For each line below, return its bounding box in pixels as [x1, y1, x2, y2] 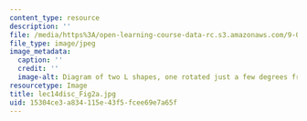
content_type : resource [9, 13, 101, 23]
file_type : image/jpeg [9, 38, 96, 48]
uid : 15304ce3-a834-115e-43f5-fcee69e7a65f [9, 97, 178, 107]
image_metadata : [9, 47, 71, 56]
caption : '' [17, 55, 64, 65]
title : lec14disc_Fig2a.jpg [9, 89, 117, 98]
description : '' [9, 22, 71, 31]
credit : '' [17, 65, 59, 74]
